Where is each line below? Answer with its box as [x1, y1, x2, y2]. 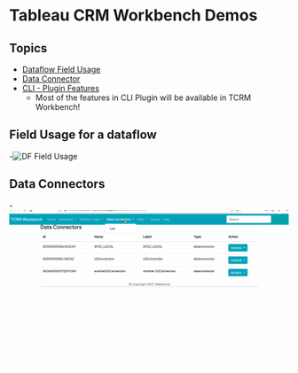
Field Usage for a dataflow [9, 128, 157, 143]
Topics [9, 41, 48, 56]
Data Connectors [9, 176, 106, 191]
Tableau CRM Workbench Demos [9, 5, 258, 26]
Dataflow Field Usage [21, 64, 101, 74]
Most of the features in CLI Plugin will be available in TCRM [35, 92, 251, 103]
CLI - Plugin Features [21, 83, 100, 93]
